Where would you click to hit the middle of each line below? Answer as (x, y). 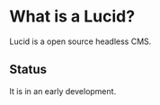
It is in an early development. (63, 91)
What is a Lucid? (72, 17)
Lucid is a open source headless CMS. (80, 41)
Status (28, 70)
